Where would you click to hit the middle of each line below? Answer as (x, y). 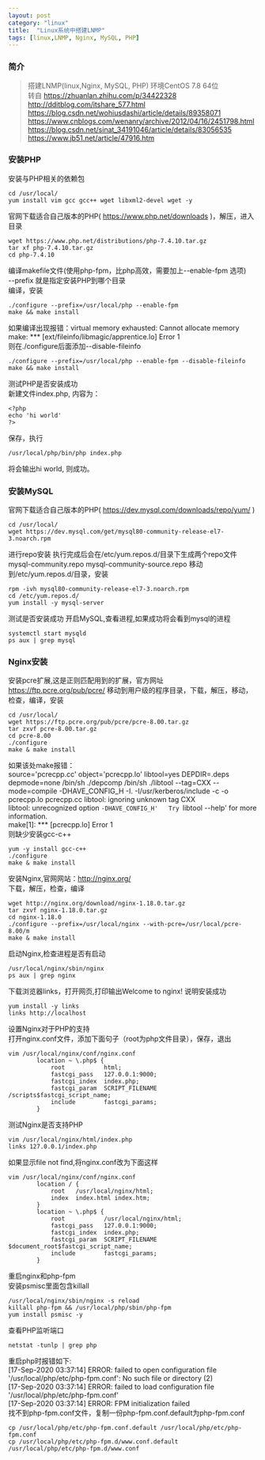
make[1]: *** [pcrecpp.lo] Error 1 (61, 825)
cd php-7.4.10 (32, 255)
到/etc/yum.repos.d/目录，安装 (59, 574)
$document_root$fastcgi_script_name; (70, 1246)
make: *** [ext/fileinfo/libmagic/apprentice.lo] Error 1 (94, 336)
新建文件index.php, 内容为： (54, 393)
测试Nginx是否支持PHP (45, 1125)
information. (28, 816)
